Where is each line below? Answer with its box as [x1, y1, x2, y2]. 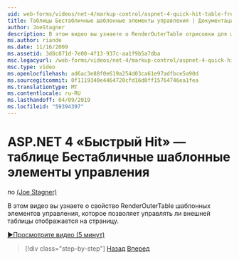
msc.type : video [7, 63, 55, 71]
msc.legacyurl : [7, 57, 53, 64]
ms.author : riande [7, 37, 62, 44]
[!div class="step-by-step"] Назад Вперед [24, 244, 150, 253]
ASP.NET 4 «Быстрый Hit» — [7, 134, 186, 150]
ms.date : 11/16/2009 [7, 43, 69, 51]
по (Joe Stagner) [7, 187, 58, 196]
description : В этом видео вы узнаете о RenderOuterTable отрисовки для [7, 30, 228, 38]
